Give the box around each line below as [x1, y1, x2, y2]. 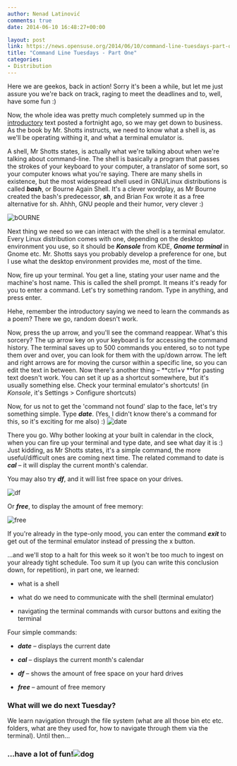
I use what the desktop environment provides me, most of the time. [7, 257, 202, 265]
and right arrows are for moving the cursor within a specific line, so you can [7, 358, 227, 366]
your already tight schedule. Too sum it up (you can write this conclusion [7, 558, 219, 567]
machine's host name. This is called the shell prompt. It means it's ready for [7, 278, 227, 286]
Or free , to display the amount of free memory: [7, 501, 144, 510]
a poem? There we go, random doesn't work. [7, 314, 139, 323]
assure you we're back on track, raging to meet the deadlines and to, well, [7, 89, 223, 98]
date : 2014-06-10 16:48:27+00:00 [7, 23, 106, 30]
